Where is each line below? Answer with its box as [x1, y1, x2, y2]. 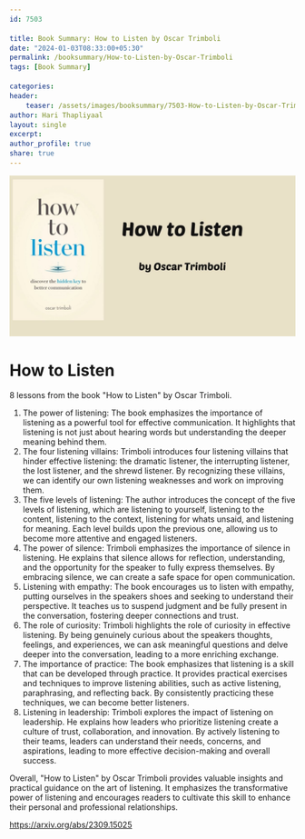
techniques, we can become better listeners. [22, 697, 190, 708]
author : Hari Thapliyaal [9, 110, 103, 120]
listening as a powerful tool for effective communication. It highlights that [22, 417, 296, 428]
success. [22, 755, 57, 766]
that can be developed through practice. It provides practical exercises [22, 668, 288, 679]
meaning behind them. [22, 436, 107, 447]
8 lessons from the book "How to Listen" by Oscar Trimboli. [9, 390, 232, 401]
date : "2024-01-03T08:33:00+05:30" [9, 44, 144, 53]
